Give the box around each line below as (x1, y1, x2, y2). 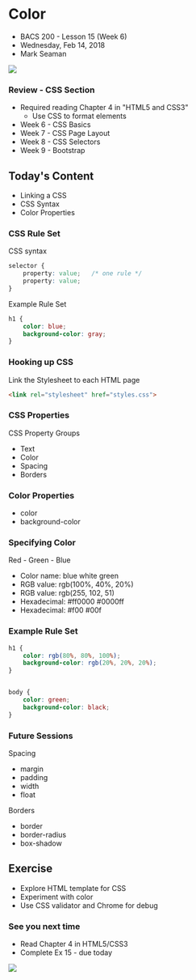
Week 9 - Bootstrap (19, 146, 85, 155)
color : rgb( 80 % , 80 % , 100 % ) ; (23, 651, 121, 660)
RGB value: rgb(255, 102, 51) (19, 588, 115, 598)
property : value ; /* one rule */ (23, 269, 143, 278)
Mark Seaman (19, 49, 67, 58)
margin (19, 764, 44, 774)
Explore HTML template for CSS (19, 883, 127, 893)
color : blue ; (23, 322, 67, 330)
